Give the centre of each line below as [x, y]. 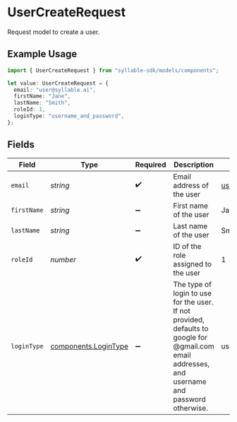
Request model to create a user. [54, 32]
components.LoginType [89, 346]
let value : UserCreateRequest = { [58, 83]
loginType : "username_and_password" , [69, 116]
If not [181, 310]
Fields [21, 145]
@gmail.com [194, 346]
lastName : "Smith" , [42, 103]
